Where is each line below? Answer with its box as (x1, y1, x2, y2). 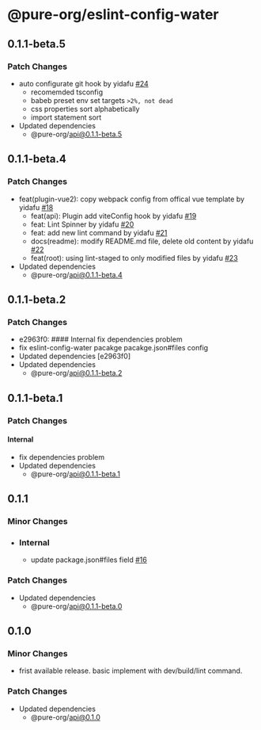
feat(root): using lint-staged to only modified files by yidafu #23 (30, 253, 238, 262)
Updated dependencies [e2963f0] (18, 351, 131, 361)
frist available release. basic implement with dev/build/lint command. (18, 666, 243, 675)
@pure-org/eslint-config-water (7, 6, 219, 24)
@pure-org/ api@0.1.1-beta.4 (30, 269, 123, 279)
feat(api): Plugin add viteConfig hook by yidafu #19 (30, 211, 197, 220)
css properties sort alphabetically (30, 104, 140, 113)
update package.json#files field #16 (30, 555, 147, 564)
